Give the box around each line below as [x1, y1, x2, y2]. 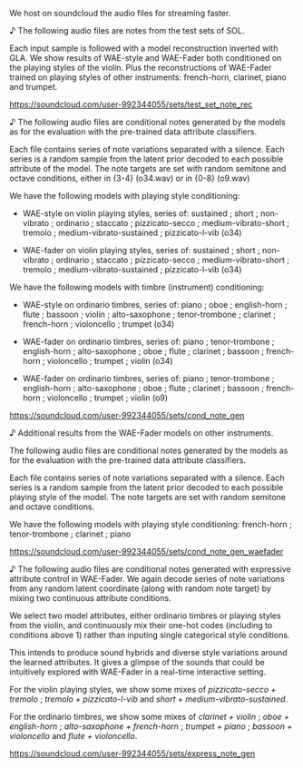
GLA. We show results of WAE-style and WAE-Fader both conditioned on [9, 53, 282, 63]
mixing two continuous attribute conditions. [9, 593, 171, 603]
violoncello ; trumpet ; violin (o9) [46, 392, 169, 403]
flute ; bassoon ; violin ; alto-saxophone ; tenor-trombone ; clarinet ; [22, 309, 277, 320]
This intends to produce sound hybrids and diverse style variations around [9, 647, 288, 657]
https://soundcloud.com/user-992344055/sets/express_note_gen [9, 748, 256, 759]
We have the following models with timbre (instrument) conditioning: [9, 281, 265, 292]
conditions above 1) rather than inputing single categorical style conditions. [9, 630, 290, 640]
